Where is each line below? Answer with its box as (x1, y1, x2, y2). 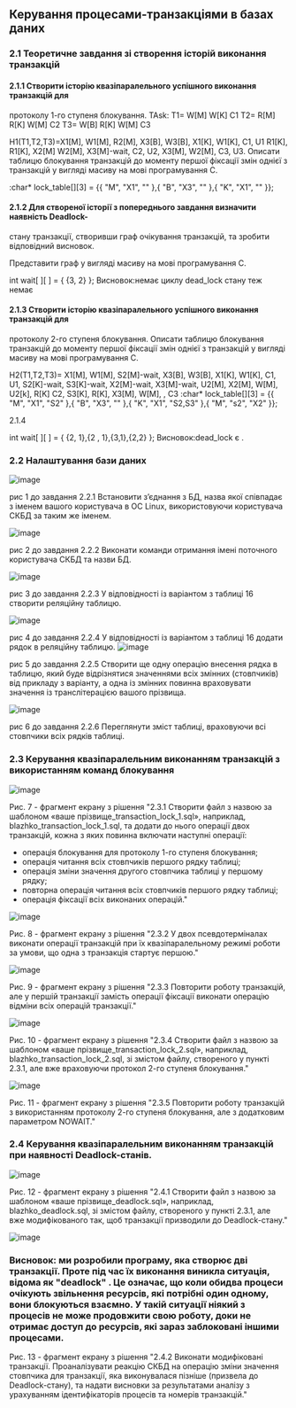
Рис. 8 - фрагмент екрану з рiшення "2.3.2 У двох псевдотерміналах (9, 928, 268, 938)
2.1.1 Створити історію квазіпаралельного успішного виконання (9, 80, 257, 91)
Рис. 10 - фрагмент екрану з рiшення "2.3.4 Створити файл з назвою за (9, 1034, 278, 1045)
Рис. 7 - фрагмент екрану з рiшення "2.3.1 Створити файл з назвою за (9, 801, 272, 812)
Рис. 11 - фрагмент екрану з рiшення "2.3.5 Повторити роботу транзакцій (9, 1097, 285, 1108)
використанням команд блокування (9, 764, 175, 776)
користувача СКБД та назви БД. (9, 554, 132, 565)
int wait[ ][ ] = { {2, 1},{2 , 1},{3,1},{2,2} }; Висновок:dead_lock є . (9, 432, 245, 442)
